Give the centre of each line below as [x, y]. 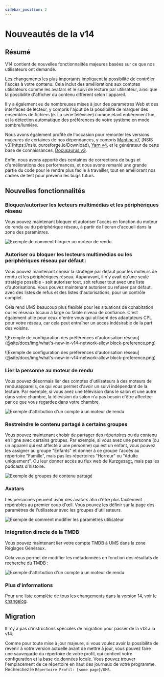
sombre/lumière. [22, 125]
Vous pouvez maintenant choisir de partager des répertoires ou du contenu [81, 435]
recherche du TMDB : [27, 563]
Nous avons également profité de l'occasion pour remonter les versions [77, 134]
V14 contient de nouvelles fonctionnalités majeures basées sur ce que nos [80, 64]
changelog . [16, 601]
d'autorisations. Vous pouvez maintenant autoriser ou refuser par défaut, [79, 287]
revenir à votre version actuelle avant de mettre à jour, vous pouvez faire [78, 648]
